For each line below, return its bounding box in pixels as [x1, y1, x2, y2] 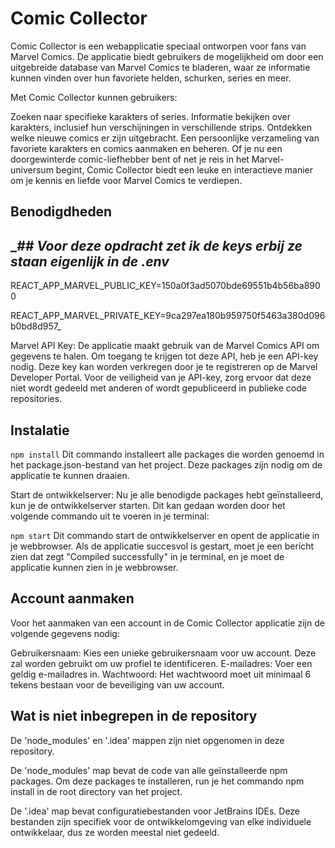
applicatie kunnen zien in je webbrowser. [10, 561, 179, 573]
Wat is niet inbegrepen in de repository [10, 708, 258, 725]
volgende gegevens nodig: [10, 627, 120, 639]
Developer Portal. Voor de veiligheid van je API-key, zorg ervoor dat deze [10, 372, 312, 384]
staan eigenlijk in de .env [10, 253, 170, 270]
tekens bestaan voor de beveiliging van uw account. [10, 678, 225, 691]
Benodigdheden [10, 203, 113, 221]
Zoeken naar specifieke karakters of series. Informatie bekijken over [10, 110, 291, 122]
